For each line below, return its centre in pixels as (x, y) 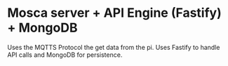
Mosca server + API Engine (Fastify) (115, 13)
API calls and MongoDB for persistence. (65, 55)
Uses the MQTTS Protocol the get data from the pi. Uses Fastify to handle (114, 47)
